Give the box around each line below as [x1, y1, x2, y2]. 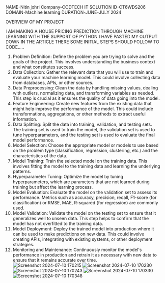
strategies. [12, 242, 35, 247]
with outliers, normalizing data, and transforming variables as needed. [12, 90, 155, 96]
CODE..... [5, 44, 24, 50]
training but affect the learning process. [12, 184, 93, 190]
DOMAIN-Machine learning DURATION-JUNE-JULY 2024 [5, 9, 122, 15]
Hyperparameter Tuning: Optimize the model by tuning [12, 174, 123, 179]
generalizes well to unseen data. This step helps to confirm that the [12, 216, 149, 221]
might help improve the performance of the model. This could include [12, 106, 154, 112]
